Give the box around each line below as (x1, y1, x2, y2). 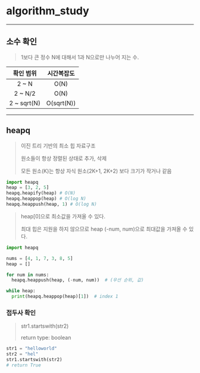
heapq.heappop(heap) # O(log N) (6, 196, 86, 202)
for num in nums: (6, 272, 49, 278)
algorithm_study (6, 4, 89, 18)
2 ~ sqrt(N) (9, 99, 40, 107)
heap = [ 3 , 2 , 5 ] (6, 184, 49, 191)
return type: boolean (20, 334, 71, 341)
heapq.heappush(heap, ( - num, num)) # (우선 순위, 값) (11, 277, 144, 283)
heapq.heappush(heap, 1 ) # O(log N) (6, 201, 97, 208)
